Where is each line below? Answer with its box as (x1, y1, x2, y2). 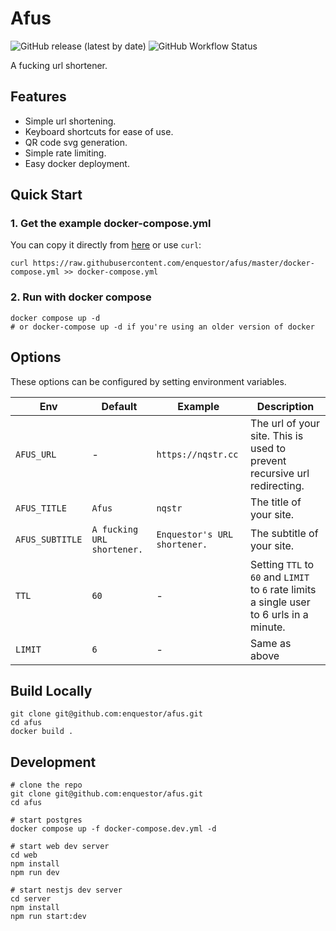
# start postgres (10, 815, 83, 826)
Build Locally (10, 682, 93, 699)
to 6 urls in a (250, 607, 309, 621)
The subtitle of (250, 526, 319, 540)
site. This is (250, 428, 304, 442)
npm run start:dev (10, 912, 87, 922)
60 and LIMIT (250, 570, 310, 584)
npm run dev (10, 868, 60, 878)
